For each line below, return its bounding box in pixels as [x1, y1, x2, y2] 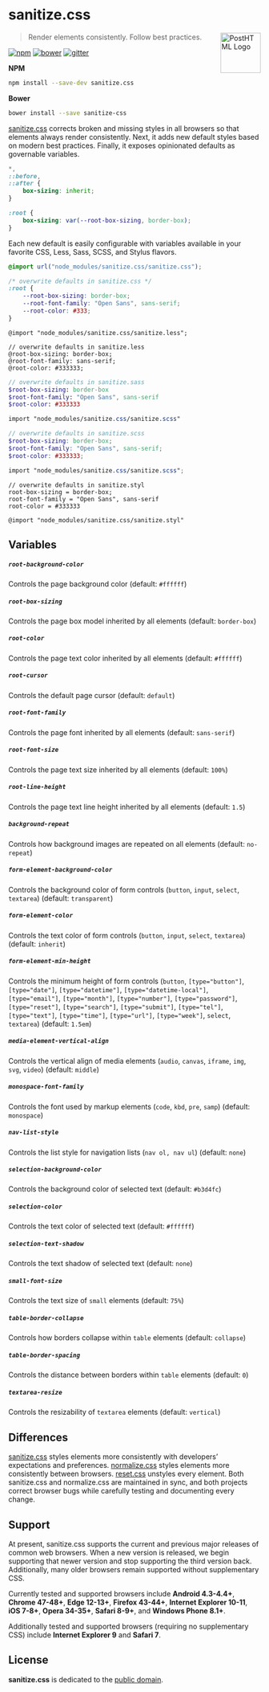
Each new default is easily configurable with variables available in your [8, 239, 242, 248]
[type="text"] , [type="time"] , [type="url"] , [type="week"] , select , [8, 1010, 231, 1020]
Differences [8, 1430, 69, 1444]
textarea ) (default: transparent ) [8, 893, 114, 903]
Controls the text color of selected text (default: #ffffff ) [8, 1221, 195, 1231]
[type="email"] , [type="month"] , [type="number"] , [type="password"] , [8, 993, 238, 1003]
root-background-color [8, 560, 84, 568]
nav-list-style [8, 1129, 59, 1137]
